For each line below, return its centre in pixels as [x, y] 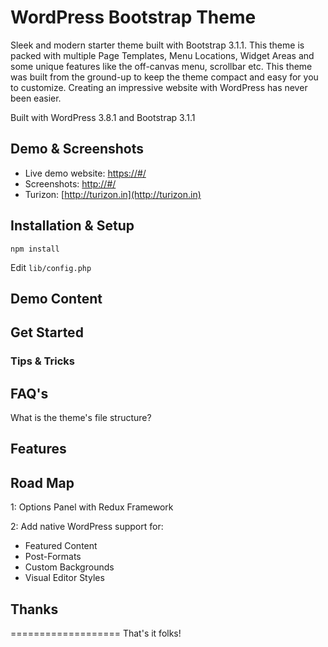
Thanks [34, 609]
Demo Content [56, 298]
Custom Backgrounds [69, 567]
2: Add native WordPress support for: [87, 527]
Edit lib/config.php [51, 267]
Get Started [47, 332]
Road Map [42, 482]
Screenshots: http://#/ [70, 183]
